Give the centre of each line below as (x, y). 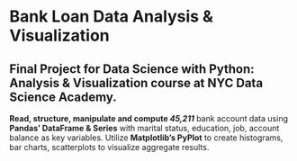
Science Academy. (63, 97)
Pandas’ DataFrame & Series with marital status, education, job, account (144, 128)
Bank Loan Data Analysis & (112, 17)
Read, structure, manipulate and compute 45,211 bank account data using (148, 118)
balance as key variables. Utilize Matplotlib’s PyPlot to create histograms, (146, 138)
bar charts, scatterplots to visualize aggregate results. (109, 147)
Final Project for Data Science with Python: (132, 69)
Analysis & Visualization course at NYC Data (136, 83)
